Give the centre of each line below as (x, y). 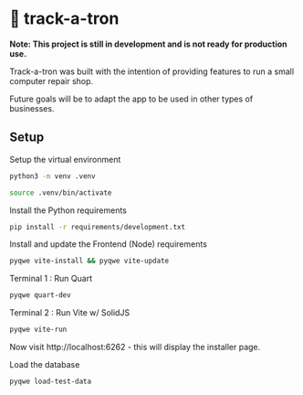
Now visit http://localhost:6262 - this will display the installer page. (135, 347)
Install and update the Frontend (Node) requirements (109, 244)
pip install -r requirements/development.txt (97, 227)
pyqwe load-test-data (51, 381)
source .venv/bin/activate (61, 192)
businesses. (32, 108)
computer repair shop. (52, 80)
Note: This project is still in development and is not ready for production (148, 44)
